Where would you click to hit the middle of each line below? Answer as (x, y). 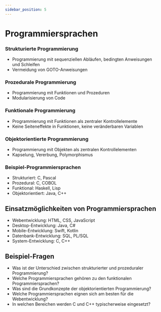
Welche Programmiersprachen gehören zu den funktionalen (72, 278)
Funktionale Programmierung (40, 111)
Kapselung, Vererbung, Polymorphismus (52, 155)
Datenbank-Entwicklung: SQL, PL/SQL (50, 236)
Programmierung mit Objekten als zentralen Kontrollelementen (74, 149)
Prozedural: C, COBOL (34, 183)
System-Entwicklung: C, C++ (41, 241)
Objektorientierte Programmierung (47, 139)
